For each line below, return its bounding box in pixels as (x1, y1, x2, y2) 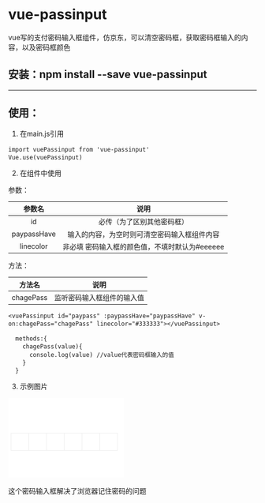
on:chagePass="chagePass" (8, 320, 93, 328)
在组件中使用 (19, 168, 62, 178)
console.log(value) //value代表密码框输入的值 (28, 351, 175, 358)
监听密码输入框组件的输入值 (54, 293, 144, 302)
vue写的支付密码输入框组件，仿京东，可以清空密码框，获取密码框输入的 (8, 32, 242, 42)
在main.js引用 (19, 129, 65, 138)
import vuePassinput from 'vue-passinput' (8, 145, 150, 153)
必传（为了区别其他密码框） (98, 217, 189, 227)
